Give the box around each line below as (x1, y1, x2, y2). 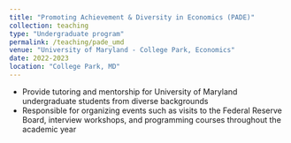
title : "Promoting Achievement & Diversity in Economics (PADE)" (9, 12, 255, 22)
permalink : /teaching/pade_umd (9, 37, 125, 47)
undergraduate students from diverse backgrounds (21, 95, 209, 106)
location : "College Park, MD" (9, 63, 121, 71)
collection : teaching (9, 21, 89, 30)
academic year (21, 124, 77, 134)
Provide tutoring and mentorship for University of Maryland (21, 86, 238, 97)
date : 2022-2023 (9, 54, 69, 63)
